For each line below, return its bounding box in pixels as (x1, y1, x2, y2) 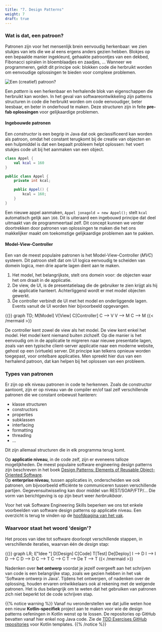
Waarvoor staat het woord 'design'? (5, 525, 91, 532)
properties (12, 412, 33, 417)
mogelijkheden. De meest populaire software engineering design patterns (5, 462, 152, 468)
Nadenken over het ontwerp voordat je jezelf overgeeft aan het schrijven (5, 565, 151, 571)
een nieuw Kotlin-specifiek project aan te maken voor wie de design (5, 606, 143, 612)
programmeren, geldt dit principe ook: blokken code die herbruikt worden (5, 64, 152, 70)
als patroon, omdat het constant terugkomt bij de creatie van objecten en (5, 136, 151, 142)
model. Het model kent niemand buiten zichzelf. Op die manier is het (5, 332, 142, 338)
